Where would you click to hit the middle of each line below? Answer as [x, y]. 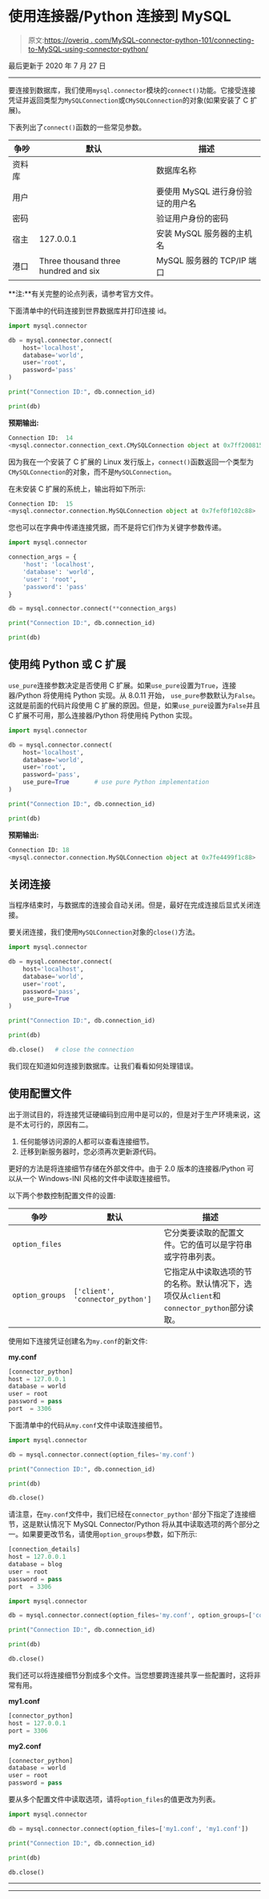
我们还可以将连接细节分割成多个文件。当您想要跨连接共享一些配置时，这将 [131, 1675]
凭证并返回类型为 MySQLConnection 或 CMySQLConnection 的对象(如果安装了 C [128, 100]
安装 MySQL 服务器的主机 [204, 233]
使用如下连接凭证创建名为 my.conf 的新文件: [78, 1340]
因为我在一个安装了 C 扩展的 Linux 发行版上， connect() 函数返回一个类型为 [131, 462]
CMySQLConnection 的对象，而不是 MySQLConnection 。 [92, 471]
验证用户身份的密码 [192, 218]
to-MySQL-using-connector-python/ [88, 49]
